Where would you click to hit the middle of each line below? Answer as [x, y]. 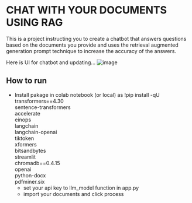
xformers [25, 144]
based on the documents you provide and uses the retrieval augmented [92, 45]
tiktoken [24, 138]
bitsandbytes [30, 150]
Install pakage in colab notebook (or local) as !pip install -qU [87, 94]
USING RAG [35, 22]
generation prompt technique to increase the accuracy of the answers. [91, 51]
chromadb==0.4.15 [37, 163]
